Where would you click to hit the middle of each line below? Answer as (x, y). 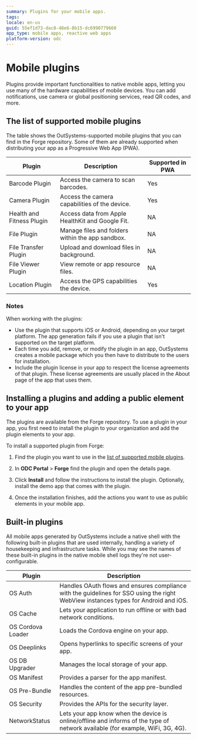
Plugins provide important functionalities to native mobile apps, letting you (96, 84)
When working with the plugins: (44, 319)
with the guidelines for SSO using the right (118, 593)
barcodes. (74, 187)
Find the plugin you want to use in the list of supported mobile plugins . (100, 457)
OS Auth (21, 593)
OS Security (26, 704)
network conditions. (87, 617)
